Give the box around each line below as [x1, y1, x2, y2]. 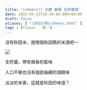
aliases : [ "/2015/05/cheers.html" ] [5, 21, 83, 26]
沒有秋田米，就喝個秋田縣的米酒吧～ [5, 40, 79, 45]
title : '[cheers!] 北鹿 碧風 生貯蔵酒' [5, 7, 81, 12]
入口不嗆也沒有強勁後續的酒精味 [5, 69, 70, 75]
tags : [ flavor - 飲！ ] [5, 25, 53, 30]
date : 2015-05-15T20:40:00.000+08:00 [5, 12, 83, 17]
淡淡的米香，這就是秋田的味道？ [5, 80, 70, 86]
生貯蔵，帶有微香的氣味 [5, 59, 53, 65]
